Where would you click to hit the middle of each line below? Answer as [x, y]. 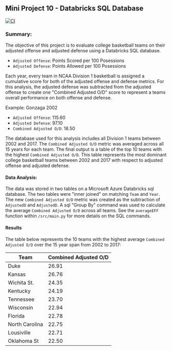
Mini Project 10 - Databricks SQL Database [74, 8]
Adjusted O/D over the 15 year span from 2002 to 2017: [63, 244]
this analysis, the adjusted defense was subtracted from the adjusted [78, 87]
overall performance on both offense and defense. [59, 98]
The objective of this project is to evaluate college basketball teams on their [85, 45]
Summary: [19, 34]
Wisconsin [21, 307]
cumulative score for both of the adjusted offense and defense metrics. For [85, 81]
